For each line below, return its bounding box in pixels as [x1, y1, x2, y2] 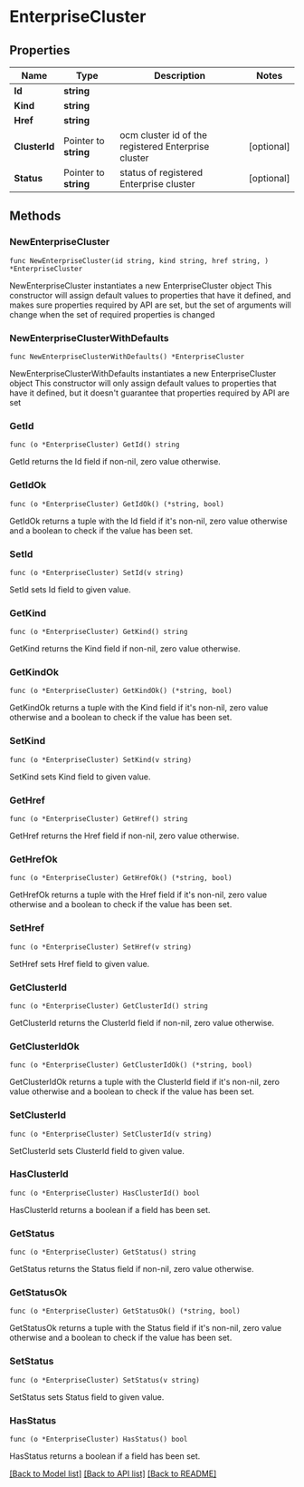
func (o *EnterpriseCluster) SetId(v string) [9, 568, 184, 577]
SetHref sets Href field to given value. [9, 958, 150, 969]
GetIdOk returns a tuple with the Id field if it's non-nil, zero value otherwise [9, 515, 288, 526]
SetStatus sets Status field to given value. [9, 1391, 165, 1403]
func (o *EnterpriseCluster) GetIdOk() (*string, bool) [9, 499, 224, 509]
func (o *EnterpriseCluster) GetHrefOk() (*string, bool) [9, 874, 233, 883]
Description [153, 70, 206, 82]
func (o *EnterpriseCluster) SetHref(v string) [9, 942, 193, 952]
